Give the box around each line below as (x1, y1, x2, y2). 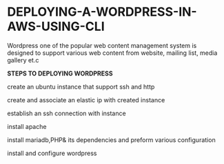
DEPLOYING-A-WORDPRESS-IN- (7, 4, 198, 20)
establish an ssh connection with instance (7, 109, 126, 117)
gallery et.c (7, 56, 39, 64)
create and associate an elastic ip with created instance (7, 95, 165, 104)
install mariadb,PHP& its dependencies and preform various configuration (7, 135, 216, 144)
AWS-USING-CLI (7, 19, 105, 34)
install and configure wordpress (7, 149, 97, 157)
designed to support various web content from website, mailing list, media (7, 49, 218, 57)
